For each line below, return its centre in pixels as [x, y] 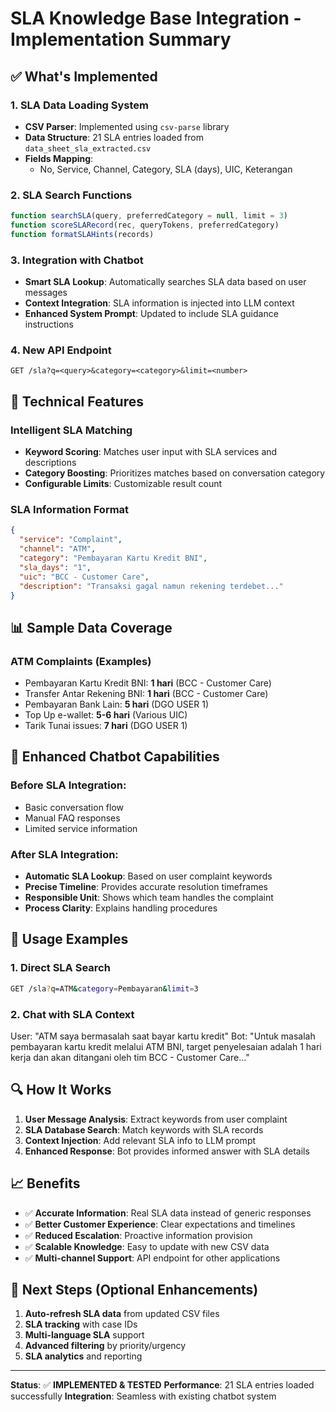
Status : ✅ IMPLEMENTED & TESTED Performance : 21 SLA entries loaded [162, 1385]
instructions [49, 324]
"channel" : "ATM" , [58, 549]
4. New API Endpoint [61, 350]
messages [46, 293]
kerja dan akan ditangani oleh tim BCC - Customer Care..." [130, 1057]
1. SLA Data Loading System [80, 105]
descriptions [50, 463]
